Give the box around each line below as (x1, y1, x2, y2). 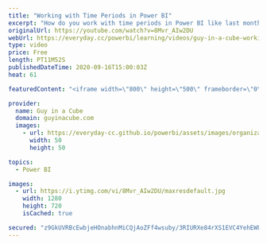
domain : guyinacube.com (15, 114, 94, 122)
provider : (8, 99, 41, 107)
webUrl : (8, 33, 34, 42)
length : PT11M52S (8, 56, 66, 64)
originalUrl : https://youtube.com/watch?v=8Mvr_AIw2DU (8, 26, 194, 34)
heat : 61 (8, 71, 37, 79)
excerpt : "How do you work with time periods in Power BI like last (8, 19, 240, 27)
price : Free (8, 48, 48, 56)
